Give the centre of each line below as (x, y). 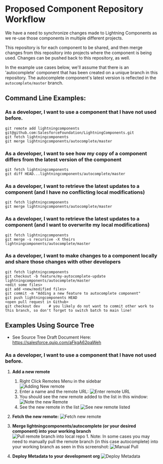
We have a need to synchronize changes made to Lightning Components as (81, 33)
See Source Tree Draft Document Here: (51, 337)
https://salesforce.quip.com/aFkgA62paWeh (57, 342)
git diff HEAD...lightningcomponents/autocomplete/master (65, 174)
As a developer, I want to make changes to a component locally (81, 256)
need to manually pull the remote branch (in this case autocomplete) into (85, 441)
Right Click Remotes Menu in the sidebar (60, 381)
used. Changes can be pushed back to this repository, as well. (68, 58)
